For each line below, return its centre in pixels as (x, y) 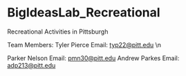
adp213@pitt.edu (31, 65)
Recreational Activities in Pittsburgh (58, 31)
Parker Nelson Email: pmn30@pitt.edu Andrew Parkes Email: (93, 58)
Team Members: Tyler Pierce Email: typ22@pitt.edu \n (84, 45)
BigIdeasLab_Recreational (84, 13)
